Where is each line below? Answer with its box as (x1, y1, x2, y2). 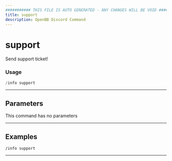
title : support (5, 12, 38, 17)
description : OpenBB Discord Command (5, 17, 86, 22)
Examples (5, 132, 37, 141)
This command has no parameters (5, 113, 78, 119)
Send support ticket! (5, 56, 49, 62)
